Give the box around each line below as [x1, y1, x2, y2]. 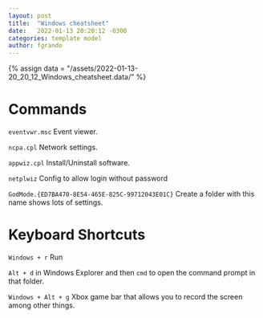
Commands [8, 100, 87, 119]
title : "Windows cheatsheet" [8, 19, 110, 27]
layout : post [8, 11, 52, 20]
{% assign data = [8, 63, 66, 73]
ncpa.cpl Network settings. [8, 142, 98, 153]
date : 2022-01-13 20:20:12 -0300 [8, 26, 127, 35]
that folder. [8, 276, 44, 286]
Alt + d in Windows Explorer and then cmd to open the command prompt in [8, 268, 256, 277]
